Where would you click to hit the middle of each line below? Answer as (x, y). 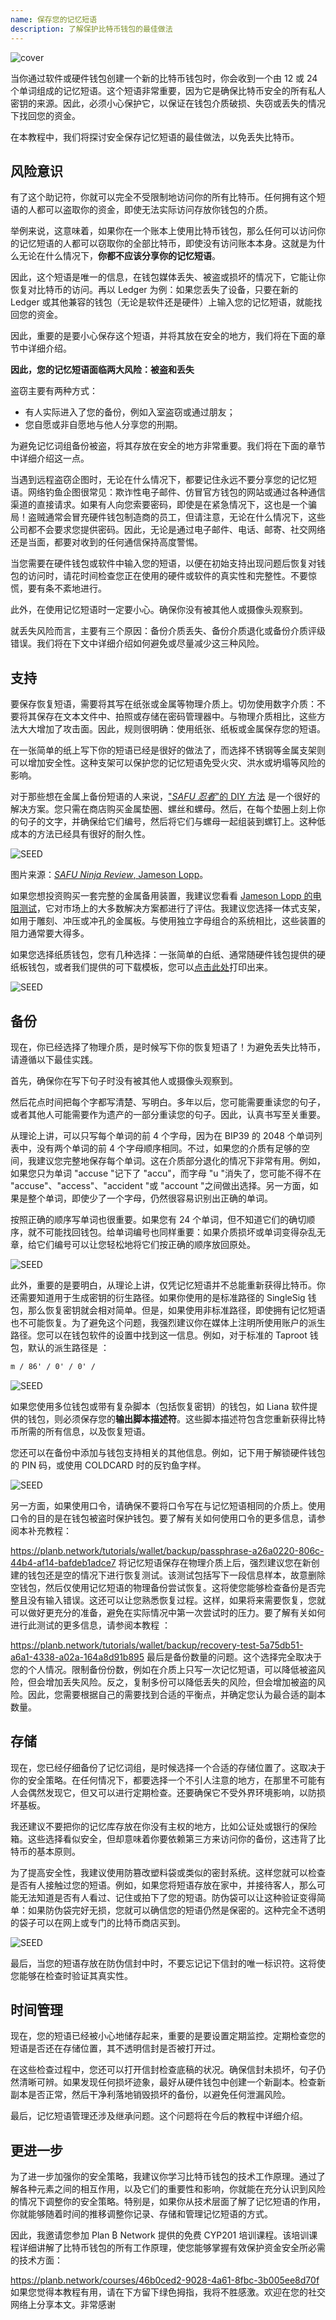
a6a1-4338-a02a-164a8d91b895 (77, 1657)
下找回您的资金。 (45, 115)
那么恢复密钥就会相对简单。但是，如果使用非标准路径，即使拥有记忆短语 (176, 1310)
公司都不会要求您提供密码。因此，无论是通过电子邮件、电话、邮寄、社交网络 (168, 530)
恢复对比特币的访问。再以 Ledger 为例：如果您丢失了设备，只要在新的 (154, 290)
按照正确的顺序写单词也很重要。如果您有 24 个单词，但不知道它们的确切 (158, 1219)
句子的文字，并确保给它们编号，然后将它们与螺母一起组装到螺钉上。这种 (167, 822)
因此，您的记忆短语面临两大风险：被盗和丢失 (102, 370)
